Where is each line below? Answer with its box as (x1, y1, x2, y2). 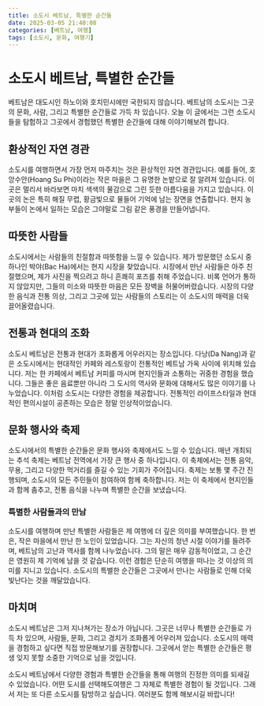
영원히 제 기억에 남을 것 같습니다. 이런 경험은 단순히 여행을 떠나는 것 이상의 (16, 556, 246, 565)
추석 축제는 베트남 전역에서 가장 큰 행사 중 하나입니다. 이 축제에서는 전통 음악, (16, 455, 254, 465)
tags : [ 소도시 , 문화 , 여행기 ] (8, 33, 95, 42)
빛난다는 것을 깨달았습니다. (8, 575, 91, 585)
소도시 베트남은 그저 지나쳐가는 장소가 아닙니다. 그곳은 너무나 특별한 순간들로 (8, 623, 244, 633)
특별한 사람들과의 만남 (8, 507, 87, 518)
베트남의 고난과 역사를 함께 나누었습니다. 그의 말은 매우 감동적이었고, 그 (18, 545, 237, 556)
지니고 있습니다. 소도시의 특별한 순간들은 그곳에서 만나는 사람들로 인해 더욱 (22, 565, 252, 575)
